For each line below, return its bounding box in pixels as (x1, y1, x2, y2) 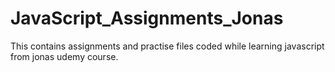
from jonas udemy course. (10, 50, 119, 62)
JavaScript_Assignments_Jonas (10, 7, 284, 30)
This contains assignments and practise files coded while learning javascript (10, 40, 325, 52)
